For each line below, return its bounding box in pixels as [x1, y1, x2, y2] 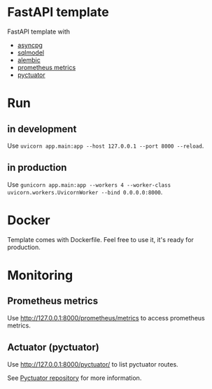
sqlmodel [17, 48, 44, 57]
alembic [17, 55, 41, 64]
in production [7, 162, 67, 174]
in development [7, 123, 77, 135]
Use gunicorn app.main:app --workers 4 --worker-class [7, 180, 171, 189]
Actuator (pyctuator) [7, 341, 99, 353]
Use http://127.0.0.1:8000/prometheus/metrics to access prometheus [7, 313, 205, 322]
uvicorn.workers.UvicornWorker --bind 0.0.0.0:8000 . [7, 188, 163, 196]
